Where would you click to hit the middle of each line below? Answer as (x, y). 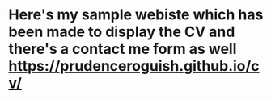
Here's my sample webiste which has (136, 15)
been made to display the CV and (122, 32)
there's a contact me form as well (123, 49)
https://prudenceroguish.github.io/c (134, 66)
